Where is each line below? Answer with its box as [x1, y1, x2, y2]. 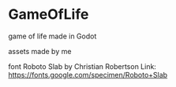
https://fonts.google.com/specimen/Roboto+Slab [8, 70, 168, 79]
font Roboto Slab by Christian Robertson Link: [8, 61, 156, 71]
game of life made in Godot [8, 31, 97, 41]
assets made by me [8, 46, 72, 56]
